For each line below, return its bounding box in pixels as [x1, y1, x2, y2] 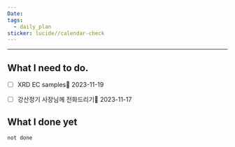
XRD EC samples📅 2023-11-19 [17, 81, 104, 89]
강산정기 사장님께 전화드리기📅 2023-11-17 [17, 95, 132, 104]
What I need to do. [7, 62, 89, 74]
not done [7, 134, 33, 141]
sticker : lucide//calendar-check [7, 29, 105, 37]
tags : [7, 17, 23, 24]
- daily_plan [13, 23, 52, 30]
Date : [7, 10, 23, 17]
